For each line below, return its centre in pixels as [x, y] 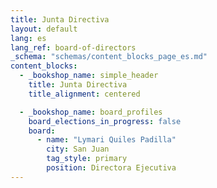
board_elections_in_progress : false [105, 121]
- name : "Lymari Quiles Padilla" [106, 140]
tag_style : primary [87, 159]
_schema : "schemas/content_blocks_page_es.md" [109, 57]
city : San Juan [78, 149]
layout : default [44, 29]
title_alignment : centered [84, 94]
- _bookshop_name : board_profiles [91, 112]
